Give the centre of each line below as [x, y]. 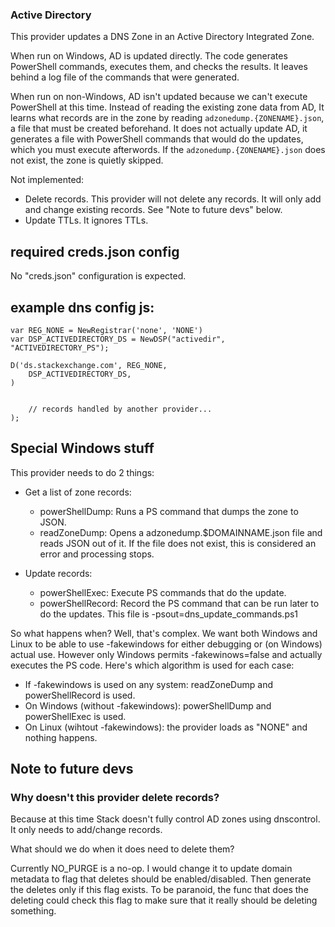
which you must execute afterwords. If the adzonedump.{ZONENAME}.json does [168, 150]
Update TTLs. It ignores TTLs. [86, 220]
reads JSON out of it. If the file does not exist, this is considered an [178, 543]
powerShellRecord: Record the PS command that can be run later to [179, 603]
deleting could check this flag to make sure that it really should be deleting [164, 900]
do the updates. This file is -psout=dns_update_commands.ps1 [169, 614]
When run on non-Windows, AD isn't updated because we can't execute [159, 97]
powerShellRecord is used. [80, 695]
